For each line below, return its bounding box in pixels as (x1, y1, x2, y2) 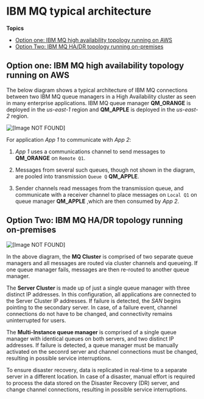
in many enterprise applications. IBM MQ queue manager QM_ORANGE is (6, 99, 191, 106)
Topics (6, 24, 24, 32)
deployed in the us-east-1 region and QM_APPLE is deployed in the (6, 106, 175, 113)
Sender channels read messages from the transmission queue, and (15, 185, 184, 192)
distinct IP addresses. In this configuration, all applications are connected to (6, 290, 197, 298)
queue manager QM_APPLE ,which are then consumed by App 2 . (15, 197, 180, 205)
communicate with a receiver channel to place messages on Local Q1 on (15, 191, 197, 198)
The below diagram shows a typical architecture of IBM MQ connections (6, 86, 188, 93)
